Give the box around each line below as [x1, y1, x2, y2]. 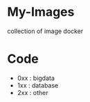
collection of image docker [7, 27, 84, 35]
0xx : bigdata [17, 74, 55, 82]
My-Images [7, 4, 75, 20]
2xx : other [17, 88, 48, 96]
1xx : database [17, 81, 59, 90]
